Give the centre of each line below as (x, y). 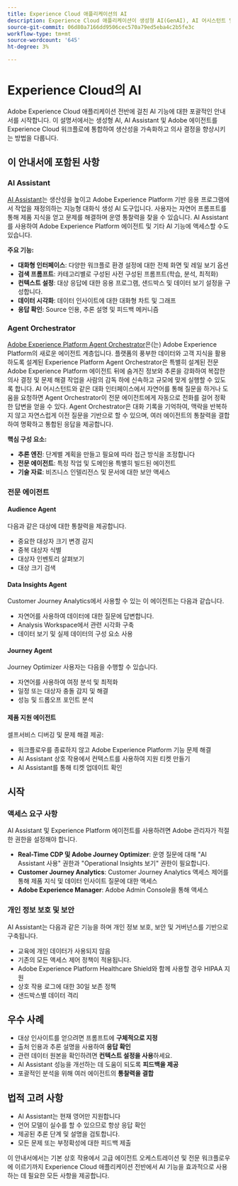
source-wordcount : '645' (44, 40)
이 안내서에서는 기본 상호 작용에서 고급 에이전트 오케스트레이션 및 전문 (104, 1158)
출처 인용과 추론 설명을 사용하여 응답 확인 (74, 1047)
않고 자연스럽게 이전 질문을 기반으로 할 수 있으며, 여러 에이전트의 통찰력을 (116, 415)
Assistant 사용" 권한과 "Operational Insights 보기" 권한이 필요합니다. (114, 863)
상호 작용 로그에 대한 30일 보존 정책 (67, 986)
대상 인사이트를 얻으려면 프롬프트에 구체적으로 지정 (87, 1038)
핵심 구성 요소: (27, 439)
